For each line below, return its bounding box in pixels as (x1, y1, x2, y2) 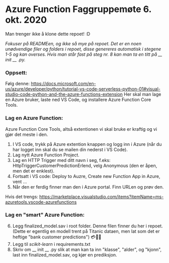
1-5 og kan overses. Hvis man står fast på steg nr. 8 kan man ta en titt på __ (5, 51, 162, 57)
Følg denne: (5, 80, 30, 86)
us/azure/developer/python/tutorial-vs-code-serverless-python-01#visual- (5, 86, 161, 92)
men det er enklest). (12, 167, 54, 174)
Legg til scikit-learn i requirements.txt (12, 241, 91, 247)
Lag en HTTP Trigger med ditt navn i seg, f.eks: (12, 157, 111, 163)
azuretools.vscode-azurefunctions (5, 199, 77, 205)
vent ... (12, 179, 27, 185)
